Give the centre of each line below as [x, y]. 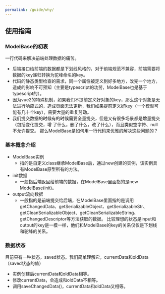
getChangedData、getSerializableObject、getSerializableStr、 [83, 206]
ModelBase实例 [28, 156]
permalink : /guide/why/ [30, 10]
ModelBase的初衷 [27, 46]
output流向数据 [28, 194]
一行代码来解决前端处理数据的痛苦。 [42, 58]
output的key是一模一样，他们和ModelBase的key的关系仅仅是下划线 [88, 225]
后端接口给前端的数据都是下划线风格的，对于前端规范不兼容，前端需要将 [86, 69]
